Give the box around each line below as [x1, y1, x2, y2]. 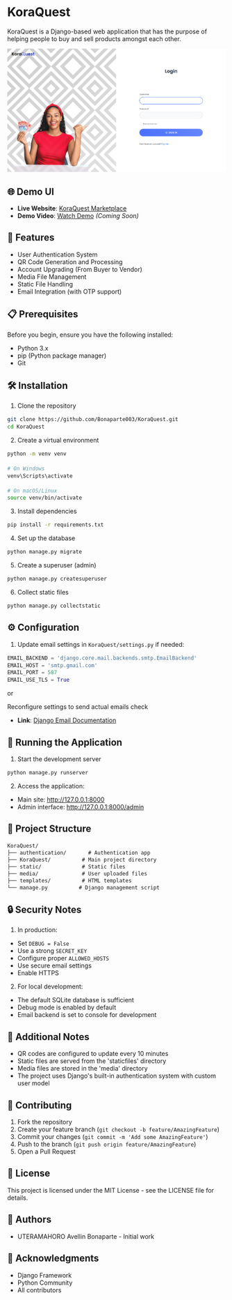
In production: [17, 926, 58, 934]
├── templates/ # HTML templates [7, 877, 132, 884]
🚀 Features [7, 231, 55, 244]
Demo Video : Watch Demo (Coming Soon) [17, 212, 139, 220]
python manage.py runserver [7, 769, 89, 776]
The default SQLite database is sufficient [17, 996, 134, 1004]
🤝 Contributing [7, 1099, 72, 1111]
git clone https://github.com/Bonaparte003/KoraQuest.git [7, 416, 179, 423]
